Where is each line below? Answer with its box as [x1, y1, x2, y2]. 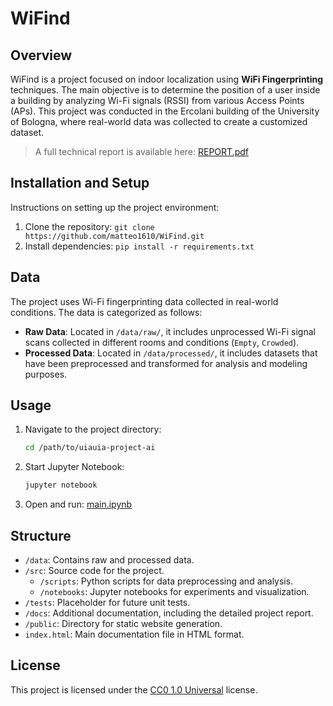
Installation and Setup [10, 175, 150, 192]
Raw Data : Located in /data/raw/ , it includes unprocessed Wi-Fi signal [24, 325, 316, 337]
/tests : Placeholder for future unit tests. [24, 597, 191, 608]
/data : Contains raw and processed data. [24, 554, 195, 566]
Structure [10, 527, 72, 544]
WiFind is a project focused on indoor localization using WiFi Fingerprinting [10, 73, 324, 85]
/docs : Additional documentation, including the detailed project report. [24, 607, 314, 619]
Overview [10, 47, 73, 64]
